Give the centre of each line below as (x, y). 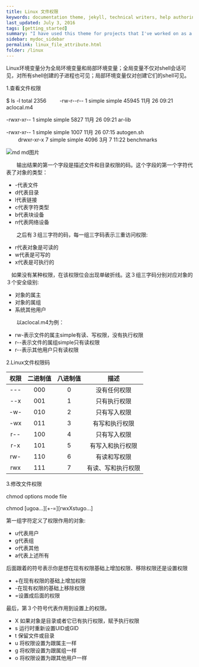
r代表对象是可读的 (37, 247)
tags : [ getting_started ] (37, 28)
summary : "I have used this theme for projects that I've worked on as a (99, 34)
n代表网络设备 (32, 222)
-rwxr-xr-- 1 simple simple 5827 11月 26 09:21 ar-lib (69, 119)
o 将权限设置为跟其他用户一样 (51, 657)
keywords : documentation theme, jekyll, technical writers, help (88, 17)
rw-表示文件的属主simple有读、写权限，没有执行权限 (79, 335)
